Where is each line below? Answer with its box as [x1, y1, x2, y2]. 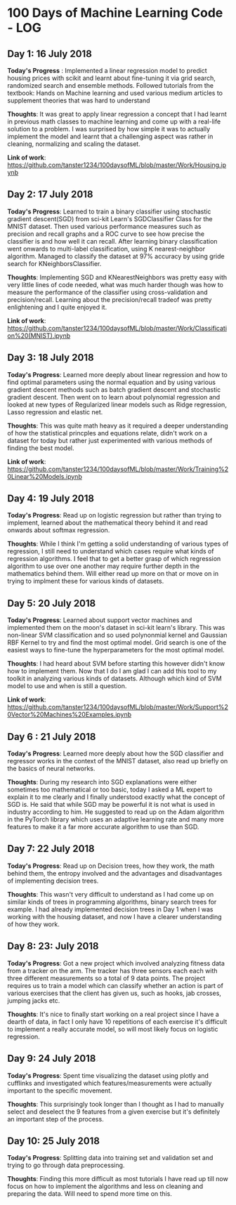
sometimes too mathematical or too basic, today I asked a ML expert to [7, 785, 213, 794]
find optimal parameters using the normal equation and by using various [7, 378, 216, 386]
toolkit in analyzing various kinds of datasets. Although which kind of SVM [7, 674, 223, 683]
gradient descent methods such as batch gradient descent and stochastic [7, 385, 221, 394]
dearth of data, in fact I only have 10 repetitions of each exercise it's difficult [7, 1017, 228, 1026]
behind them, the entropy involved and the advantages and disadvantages [7, 869, 223, 877]
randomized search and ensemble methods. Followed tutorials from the [7, 81, 214, 89]
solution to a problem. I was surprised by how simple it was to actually [7, 125, 211, 133]
